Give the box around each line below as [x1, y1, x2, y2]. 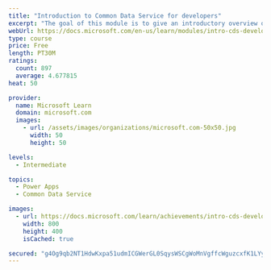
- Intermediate [15, 160, 67, 169]
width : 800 [23, 219, 60, 228]
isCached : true [23, 235, 74, 243]
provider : [8, 93, 42, 102]
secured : [8, 249, 38, 258]
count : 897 [15, 64, 52, 73]
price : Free [8, 42, 48, 50]
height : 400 [23, 227, 63, 235]
